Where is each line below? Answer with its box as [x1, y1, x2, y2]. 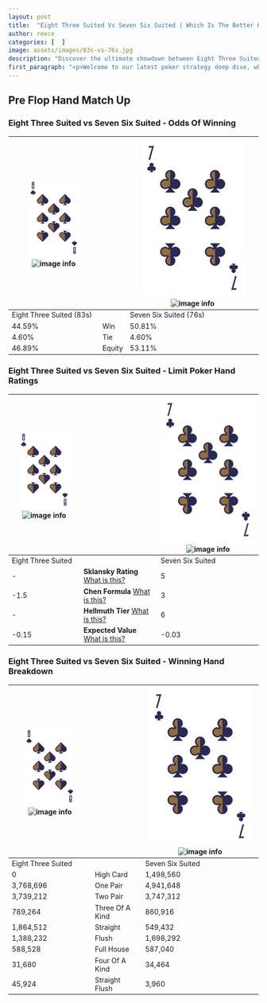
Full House [95, 944, 130, 954]
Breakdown [8, 665, 53, 677]
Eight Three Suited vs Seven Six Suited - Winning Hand [8, 656, 225, 667]
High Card [95, 869, 129, 879]
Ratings [8, 375, 39, 386]
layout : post [8, 13, 52, 21]
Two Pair [95, 892, 124, 901]
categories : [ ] [8, 38, 66, 46]
